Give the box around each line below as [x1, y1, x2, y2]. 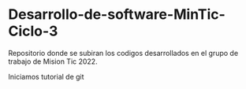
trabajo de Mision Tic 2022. [8, 57, 98, 66]
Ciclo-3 [8, 22, 58, 40]
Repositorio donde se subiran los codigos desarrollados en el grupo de [8, 48, 239, 57]
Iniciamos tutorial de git [8, 72, 84, 81]
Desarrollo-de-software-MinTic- [8, 6, 226, 24]
